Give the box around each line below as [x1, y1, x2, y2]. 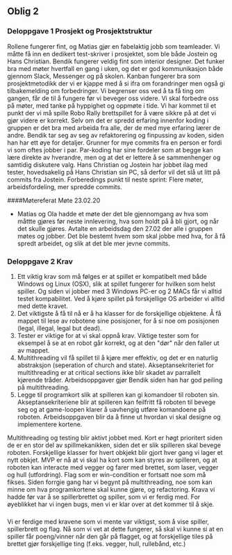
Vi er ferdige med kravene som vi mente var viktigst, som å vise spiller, [7, 517, 210, 526]
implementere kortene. [17, 420, 83, 428]
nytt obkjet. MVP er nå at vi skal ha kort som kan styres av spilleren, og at [7, 456, 217, 464]
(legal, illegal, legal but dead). [17, 323, 102, 332]
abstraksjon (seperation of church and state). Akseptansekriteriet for [17, 361, 214, 369]
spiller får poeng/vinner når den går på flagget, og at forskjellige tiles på [7, 532, 213, 540]
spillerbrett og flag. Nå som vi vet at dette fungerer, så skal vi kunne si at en [7, 524, 224, 533]
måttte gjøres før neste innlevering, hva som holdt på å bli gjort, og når [17, 217, 219, 225]
